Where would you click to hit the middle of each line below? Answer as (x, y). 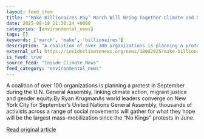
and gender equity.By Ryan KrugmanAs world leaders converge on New (96, 98)
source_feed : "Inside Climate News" (53, 63)
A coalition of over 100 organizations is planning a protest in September (96, 86)
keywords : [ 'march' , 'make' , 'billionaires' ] (65, 40)
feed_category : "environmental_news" (54, 68)
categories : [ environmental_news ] (50, 29)
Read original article (31, 130)
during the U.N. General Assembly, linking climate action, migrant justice (97, 92)
